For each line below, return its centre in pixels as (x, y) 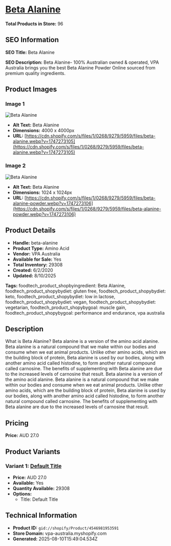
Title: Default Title (39, 499)
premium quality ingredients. (35, 73)
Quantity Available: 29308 (41, 488)
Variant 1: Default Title (34, 466)
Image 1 (15, 104)
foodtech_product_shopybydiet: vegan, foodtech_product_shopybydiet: (81, 302)
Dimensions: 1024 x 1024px (42, 192)
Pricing (17, 423)
